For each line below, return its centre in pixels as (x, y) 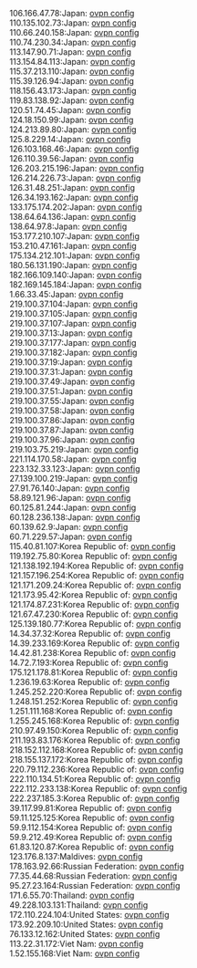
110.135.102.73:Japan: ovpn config (73, 23)
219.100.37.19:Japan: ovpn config (71, 362)
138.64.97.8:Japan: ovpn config (68, 226)
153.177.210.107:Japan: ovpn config (74, 236)
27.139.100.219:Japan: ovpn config (74, 479)
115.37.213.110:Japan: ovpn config (72, 71)
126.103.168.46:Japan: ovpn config (74, 149)
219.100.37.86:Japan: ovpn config (72, 420)
